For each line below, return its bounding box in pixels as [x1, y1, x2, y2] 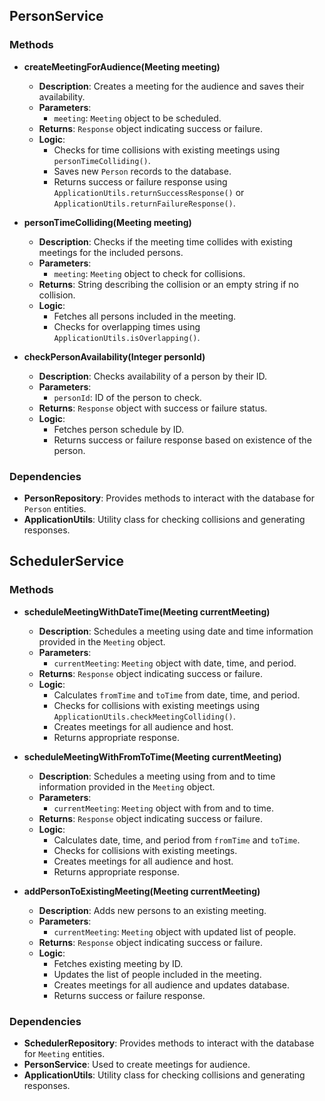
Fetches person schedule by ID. [53, 423, 185, 435]
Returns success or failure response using [53, 175, 228, 188]
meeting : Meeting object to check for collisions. [53, 267, 246, 279]
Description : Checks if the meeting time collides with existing [38, 235, 293, 248]
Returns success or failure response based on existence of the [53, 434, 312, 446]
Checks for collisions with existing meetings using [53, 699, 261, 711]
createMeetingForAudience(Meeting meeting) [23, 60, 221, 73]
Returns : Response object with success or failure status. [38, 402, 268, 414]
